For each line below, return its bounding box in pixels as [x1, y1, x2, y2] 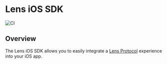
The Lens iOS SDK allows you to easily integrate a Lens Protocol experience [5, 47, 162, 53]
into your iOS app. [5, 53, 43, 59]
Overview [5, 34, 37, 43]
